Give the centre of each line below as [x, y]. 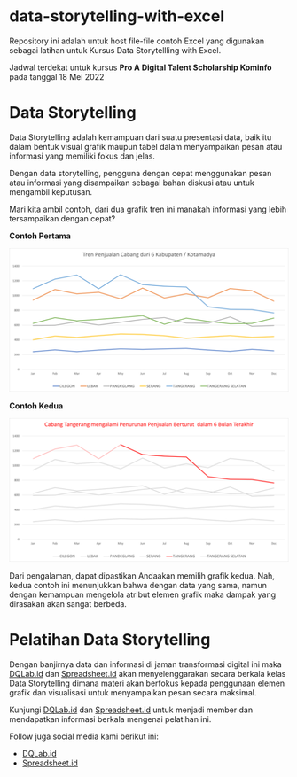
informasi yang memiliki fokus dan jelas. [82, 156]
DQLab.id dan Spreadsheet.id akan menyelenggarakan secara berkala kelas [148, 673]
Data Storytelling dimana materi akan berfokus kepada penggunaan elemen [147, 683]
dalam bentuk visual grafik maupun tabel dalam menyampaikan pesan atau [146, 146]
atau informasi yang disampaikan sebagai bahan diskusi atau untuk [132, 183]
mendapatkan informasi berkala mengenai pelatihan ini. [110, 719]
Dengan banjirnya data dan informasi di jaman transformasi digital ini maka [145, 664]
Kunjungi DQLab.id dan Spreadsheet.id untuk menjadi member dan [131, 710]
